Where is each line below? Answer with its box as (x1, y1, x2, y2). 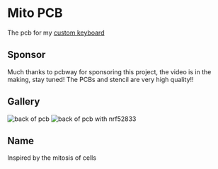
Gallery (7, 95, 40, 107)
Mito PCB (7, 5, 63, 21)
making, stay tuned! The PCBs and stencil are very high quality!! (7, 75, 194, 83)
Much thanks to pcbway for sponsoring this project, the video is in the (7, 67, 212, 76)
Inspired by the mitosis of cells (7, 153, 97, 162)
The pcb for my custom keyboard (7, 28, 105, 37)
